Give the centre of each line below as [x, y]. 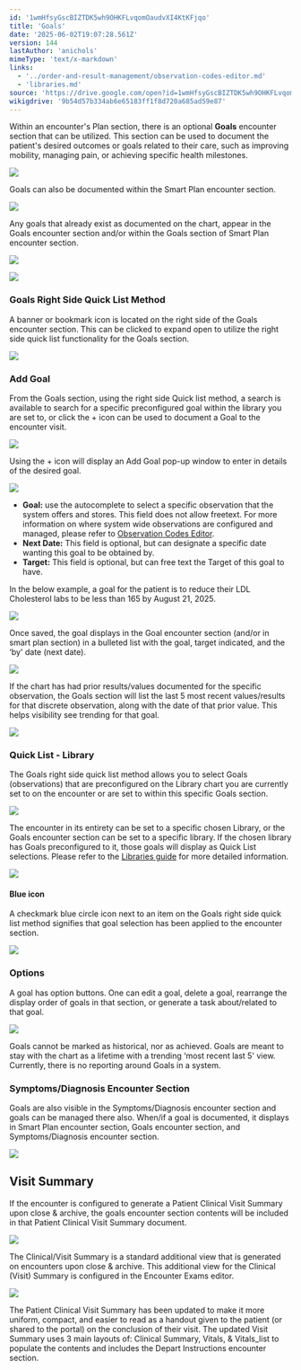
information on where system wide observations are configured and [147, 524]
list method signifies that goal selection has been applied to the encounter [146, 924]
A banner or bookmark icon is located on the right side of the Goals [133, 319]
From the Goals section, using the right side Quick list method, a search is [145, 398]
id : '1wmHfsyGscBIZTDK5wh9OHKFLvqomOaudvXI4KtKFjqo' [110, 18]
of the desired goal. [46, 470]
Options [27, 973]
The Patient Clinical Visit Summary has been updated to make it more [137, 1310]
